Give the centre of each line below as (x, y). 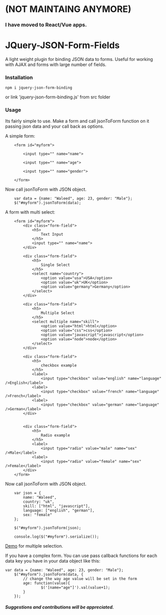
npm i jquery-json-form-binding (39, 88)
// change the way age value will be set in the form (80, 579)
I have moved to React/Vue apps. (46, 25)
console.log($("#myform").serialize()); (57, 537)
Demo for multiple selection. (34, 546)
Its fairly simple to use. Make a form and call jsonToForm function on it (77, 121)
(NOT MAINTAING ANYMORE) (68, 9)
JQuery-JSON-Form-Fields (63, 45)
